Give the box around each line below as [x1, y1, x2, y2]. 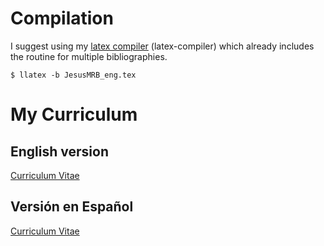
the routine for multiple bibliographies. [10, 50, 168, 62]
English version [10, 143, 109, 160]
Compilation [10, 7, 114, 30]
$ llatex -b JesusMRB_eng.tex [10, 70, 137, 80]
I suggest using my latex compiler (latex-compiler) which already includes [10, 40, 315, 52]
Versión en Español [10, 198, 134, 216]
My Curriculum [10, 103, 138, 126]
